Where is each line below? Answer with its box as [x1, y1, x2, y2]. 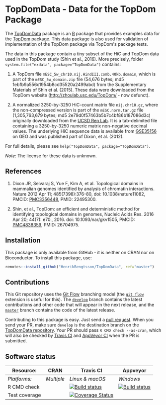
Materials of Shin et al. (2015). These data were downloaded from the [12, 87, 155, 93]
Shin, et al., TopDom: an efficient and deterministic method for [12, 205, 140, 212]
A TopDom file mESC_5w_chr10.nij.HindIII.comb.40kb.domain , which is [12, 71, 156, 77]
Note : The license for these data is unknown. [5, 153, 97, 159]
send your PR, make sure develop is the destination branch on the [5, 322, 139, 328]
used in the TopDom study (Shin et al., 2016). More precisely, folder [5, 56, 144, 62]
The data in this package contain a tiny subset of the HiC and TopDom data [5, 51, 159, 57]
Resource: [12, 367, 37, 374]
